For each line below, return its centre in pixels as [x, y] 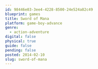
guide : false [18, 46]
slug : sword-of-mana [26, 59]
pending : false [21, 50]
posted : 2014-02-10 [25, 55]
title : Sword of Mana [27, 18]
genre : [12, 28]
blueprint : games [23, 14]
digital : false [21, 37]
